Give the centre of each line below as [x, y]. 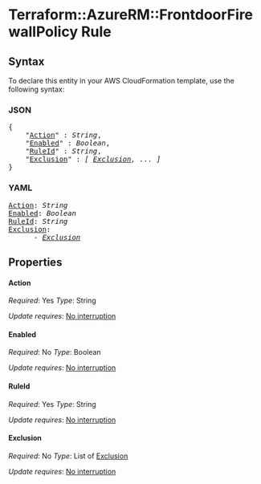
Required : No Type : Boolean [55, 352]
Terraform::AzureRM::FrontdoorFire [131, 15]
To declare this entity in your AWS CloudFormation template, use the [121, 81]
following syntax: [37, 89]
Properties [35, 262]
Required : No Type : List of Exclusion [68, 456]
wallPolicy [43, 32]
